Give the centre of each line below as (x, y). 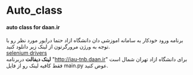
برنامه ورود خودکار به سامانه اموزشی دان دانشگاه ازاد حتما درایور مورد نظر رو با (95, 40)
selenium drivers (27, 53)
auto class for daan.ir (33, 27)
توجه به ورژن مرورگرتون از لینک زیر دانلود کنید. (58, 47)
